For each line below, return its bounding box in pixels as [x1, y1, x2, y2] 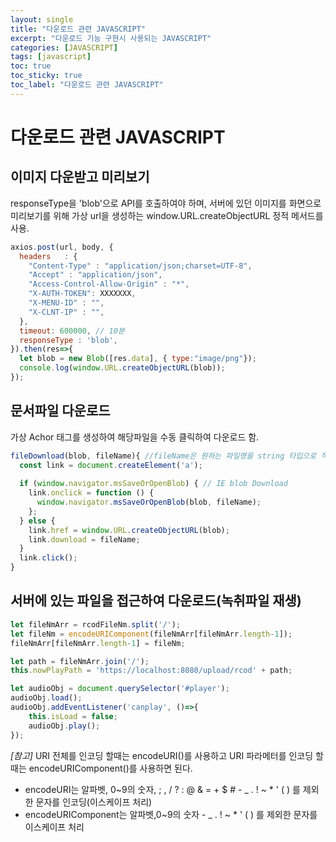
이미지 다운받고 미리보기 [10, 169, 150, 186]
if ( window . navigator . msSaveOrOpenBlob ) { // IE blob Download [19, 479, 288, 489]
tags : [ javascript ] [10, 52, 92, 62]
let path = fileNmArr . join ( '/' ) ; [10, 656, 150, 666]
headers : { [19, 251, 78, 261]
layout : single [10, 14, 74, 25]
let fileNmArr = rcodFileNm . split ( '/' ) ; [10, 619, 182, 630]
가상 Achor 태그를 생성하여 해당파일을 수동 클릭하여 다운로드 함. [10, 431, 260, 443]
